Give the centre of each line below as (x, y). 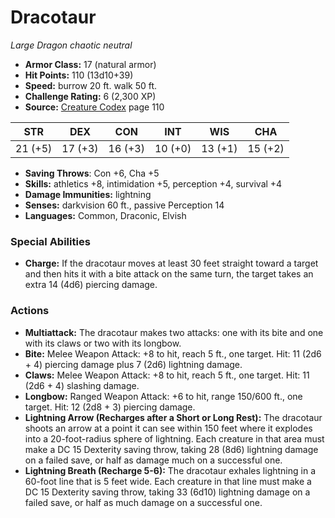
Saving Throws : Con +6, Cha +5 (92, 173)
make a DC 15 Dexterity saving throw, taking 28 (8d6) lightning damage (171, 449)
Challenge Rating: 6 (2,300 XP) (90, 96)
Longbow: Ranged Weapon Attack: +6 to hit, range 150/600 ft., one (163, 396)
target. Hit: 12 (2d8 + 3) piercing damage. (110, 407)
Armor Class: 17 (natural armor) (90, 64)
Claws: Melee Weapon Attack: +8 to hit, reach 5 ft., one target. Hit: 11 (167, 375)
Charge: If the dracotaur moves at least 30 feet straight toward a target (171, 263)
